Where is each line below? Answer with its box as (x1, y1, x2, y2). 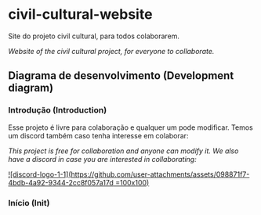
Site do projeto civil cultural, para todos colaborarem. (8, 31, 180, 41)
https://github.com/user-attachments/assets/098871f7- (71, 170, 250, 179)
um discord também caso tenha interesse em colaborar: (8, 131, 189, 140)
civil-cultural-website (8, 5, 153, 23)
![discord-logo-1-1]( (8, 170, 72, 179)
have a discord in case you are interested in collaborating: (8, 154, 198, 163)
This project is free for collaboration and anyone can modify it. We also (8, 146, 239, 156)
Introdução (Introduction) (8, 105, 107, 116)
